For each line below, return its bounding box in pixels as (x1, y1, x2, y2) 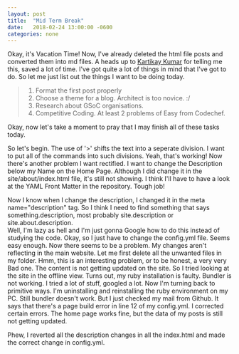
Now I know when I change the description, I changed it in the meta (7, 196, 205, 204)
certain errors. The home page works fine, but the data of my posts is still (7, 309, 223, 318)
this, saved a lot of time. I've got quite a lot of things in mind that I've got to (7, 65, 227, 73)
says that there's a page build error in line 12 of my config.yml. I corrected (7, 302, 224, 311)
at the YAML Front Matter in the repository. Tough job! (7, 182, 165, 191)
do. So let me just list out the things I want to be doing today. (7, 73, 185, 81)
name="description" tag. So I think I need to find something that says (7, 204, 210, 212)
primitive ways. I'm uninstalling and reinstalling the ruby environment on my (7, 286, 229, 296)
